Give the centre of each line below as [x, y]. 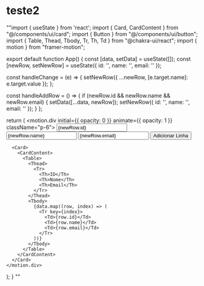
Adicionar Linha [171, 135]
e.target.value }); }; [30, 84]
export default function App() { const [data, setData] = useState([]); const [99, 59]
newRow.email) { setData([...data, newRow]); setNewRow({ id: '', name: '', [98, 102]
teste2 [23, 11]
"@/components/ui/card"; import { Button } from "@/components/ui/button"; [102, 34]
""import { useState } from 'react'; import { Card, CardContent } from [92, 28]
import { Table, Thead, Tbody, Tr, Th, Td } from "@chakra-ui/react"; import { [102, 40]
